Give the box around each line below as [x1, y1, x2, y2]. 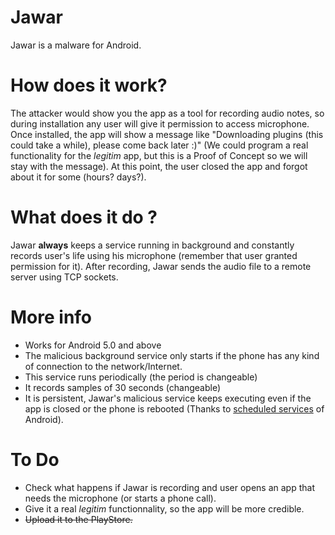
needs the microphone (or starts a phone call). [24, 492, 217, 504]
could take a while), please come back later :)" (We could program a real [10, 139, 309, 151]
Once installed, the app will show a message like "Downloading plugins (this [10, 128, 324, 140]
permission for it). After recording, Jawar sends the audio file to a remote [10, 260, 312, 272]
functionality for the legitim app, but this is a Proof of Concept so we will [10, 149, 308, 161]
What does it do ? [10, 206, 158, 229]
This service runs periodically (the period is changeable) [24, 371, 258, 383]
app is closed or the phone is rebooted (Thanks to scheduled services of [24, 402, 325, 415]
